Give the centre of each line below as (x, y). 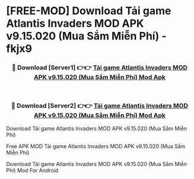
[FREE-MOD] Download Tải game (89, 11)
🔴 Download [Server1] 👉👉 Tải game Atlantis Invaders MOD (100, 68)
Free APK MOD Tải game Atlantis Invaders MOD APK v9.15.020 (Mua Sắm (96, 146)
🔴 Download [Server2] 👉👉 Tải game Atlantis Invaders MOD (100, 106)
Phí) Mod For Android (32, 170)
